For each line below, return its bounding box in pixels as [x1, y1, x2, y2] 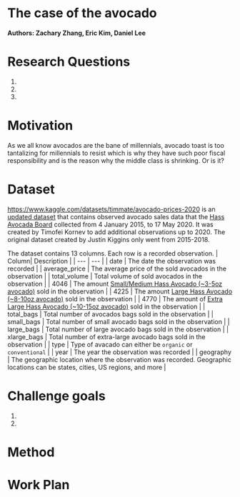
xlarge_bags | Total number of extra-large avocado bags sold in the [7, 332, 206, 341]
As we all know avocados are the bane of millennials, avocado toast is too [7, 141, 225, 149]
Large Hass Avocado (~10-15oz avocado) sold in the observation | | [7, 302, 206, 311]
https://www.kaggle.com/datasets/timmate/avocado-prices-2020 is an [7, 205, 216, 214]
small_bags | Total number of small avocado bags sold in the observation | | [7, 317, 230, 326]
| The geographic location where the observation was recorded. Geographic [7, 355, 232, 363]
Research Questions [7, 54, 131, 70]
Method [7, 444, 55, 460]
